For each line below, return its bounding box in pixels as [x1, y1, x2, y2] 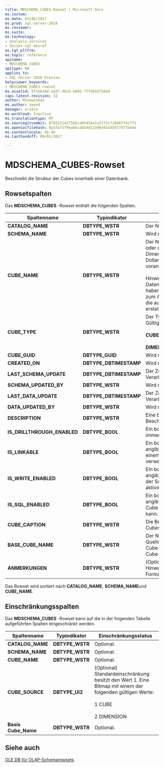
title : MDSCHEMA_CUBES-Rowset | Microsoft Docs [5, 7, 104, 12]
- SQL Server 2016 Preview [5, 75, 60, 80]
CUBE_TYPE [7, 328, 37, 335]
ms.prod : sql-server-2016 [5, 20, 58, 26]
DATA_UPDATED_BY [7, 404, 55, 410]
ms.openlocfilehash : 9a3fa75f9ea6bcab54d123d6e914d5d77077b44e [5, 125, 137, 130]
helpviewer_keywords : [5, 80, 49, 84]
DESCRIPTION [7, 414, 41, 421]
